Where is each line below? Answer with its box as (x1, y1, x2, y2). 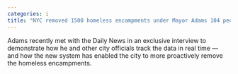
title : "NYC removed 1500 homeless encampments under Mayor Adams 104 (7, 17, 220, 24)
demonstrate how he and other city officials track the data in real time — (7, 44, 219, 52)
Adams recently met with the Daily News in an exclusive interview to (7, 36, 207, 44)
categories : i (7, 10, 50, 18)
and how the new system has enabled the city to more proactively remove (7, 51, 223, 60)
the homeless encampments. (7, 58, 92, 67)
